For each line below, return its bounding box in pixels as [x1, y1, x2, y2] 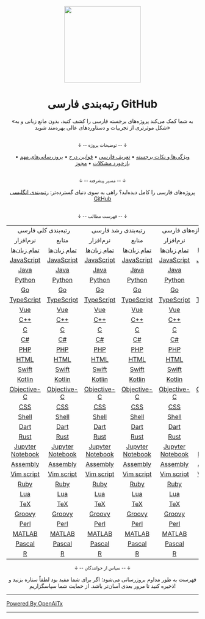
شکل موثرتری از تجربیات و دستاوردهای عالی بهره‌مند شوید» [34, 124, 171, 131]
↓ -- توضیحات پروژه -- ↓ [77, 142, 128, 148]
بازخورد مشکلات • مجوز [75, 159, 130, 166]
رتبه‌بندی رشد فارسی [91, 226, 146, 234]
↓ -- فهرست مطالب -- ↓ [77, 213, 128, 220]
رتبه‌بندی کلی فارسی [17, 226, 70, 234]
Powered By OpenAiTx [6, 599, 63, 607]
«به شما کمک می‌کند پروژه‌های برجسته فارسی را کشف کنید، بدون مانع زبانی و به [12, 117, 193, 125]
